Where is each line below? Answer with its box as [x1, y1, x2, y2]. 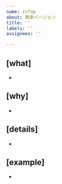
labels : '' [6, 25, 33, 32]
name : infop [6, 8, 36, 15]
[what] [6, 58, 32, 68]
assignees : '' [6, 31, 42, 37]
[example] [6, 157, 45, 167]
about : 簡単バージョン [6, 14, 57, 20]
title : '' [6, 20, 31, 26]
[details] [6, 124, 38, 135]
